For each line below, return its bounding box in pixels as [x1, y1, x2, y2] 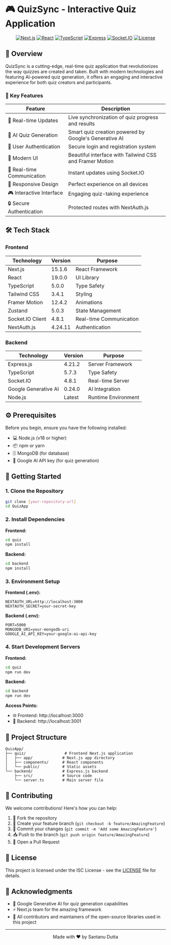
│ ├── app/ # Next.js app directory [5, 755, 115, 760]
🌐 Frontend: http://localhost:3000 [12, 713, 84, 719]
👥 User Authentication [8, 143, 61, 150]
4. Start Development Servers [5, 643, 80, 650]
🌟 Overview [5, 49, 43, 58]
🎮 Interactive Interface [8, 189, 64, 196]
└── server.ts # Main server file [14, 777, 103, 782]
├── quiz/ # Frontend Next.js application [5, 751, 133, 756]
